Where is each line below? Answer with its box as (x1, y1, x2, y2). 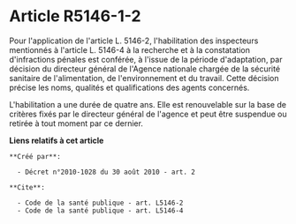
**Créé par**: (9, 152, 62, 161)
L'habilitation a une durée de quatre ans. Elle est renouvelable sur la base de (9, 99, 287, 109)
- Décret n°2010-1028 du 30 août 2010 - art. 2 (17, 168, 196, 176)
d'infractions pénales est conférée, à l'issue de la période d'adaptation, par (9, 54, 283, 64)
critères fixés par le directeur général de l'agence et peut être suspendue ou (9, 108, 287, 119)
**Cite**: (9, 183, 46, 191)
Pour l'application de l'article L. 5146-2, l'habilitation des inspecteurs (9, 35, 259, 46)
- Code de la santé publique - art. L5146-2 (17, 198, 184, 207)
